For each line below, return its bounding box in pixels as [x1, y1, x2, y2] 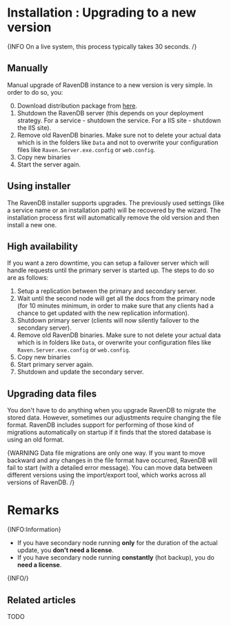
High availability [7, 240, 78, 252]
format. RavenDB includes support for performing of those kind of [7, 421, 194, 429]
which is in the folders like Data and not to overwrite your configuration [17, 138, 219, 146]
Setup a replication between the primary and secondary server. [17, 287, 198, 295]
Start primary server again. [17, 361, 94, 369]
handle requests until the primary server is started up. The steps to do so [7, 266, 215, 274]
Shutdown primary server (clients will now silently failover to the [17, 316, 200, 325]
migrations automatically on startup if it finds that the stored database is [7, 428, 212, 437]
